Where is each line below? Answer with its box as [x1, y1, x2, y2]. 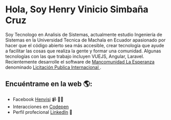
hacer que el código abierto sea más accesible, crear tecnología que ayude [5, 42, 165, 48]
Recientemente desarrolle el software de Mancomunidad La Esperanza [5, 58, 155, 65]
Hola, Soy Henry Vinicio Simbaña [5, 4, 148, 15]
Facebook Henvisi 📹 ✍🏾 [12, 96, 64, 102]
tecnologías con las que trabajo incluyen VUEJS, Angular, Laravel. [5, 53, 144, 59]
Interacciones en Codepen [12, 104, 69, 110]
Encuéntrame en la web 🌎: [5, 79, 93, 88]
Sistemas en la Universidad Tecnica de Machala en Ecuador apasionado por [5, 37, 166, 43]
